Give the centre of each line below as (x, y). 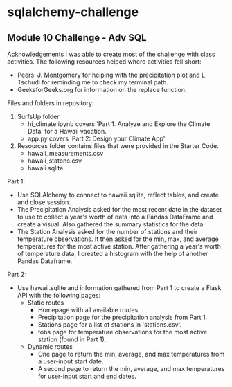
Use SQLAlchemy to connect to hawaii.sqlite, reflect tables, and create (118, 195)
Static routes (46, 303)
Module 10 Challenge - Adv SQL (77, 38)
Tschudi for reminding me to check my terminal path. (92, 82)
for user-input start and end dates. (87, 376)
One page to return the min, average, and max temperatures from (131, 354)
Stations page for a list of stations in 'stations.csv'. (110, 325)
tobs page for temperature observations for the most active (123, 332)
